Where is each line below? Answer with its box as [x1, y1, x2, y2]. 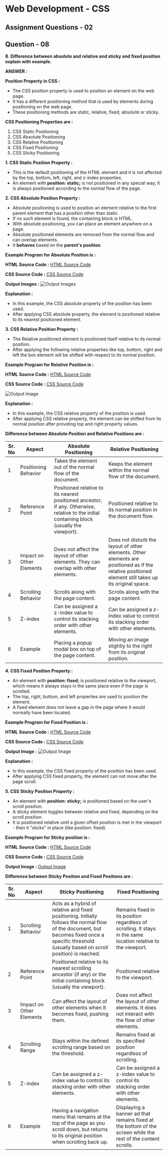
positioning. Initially [52, 913, 97, 920]
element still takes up [108, 574, 158, 581]
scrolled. [12, 688, 31, 694]
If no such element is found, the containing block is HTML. [12, 215, 133, 221]
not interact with [115, 1010, 154, 1017]
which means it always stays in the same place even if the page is [12, 683, 148, 689]
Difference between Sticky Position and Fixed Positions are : [5, 873, 133, 879]
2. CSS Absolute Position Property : [5, 195, 80, 201]
